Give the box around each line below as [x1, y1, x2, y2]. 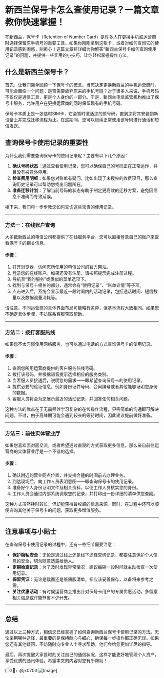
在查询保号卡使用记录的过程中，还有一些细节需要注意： [5, 541, 116, 547]
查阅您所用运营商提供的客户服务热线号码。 [12, 365, 98, 371]
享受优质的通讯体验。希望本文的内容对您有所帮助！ [5, 657, 108, 663]
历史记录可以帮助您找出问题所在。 [16, 181, 85, 187]
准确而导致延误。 [20, 193, 55, 199]
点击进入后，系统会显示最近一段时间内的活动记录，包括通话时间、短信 [12, 288, 154, 294]
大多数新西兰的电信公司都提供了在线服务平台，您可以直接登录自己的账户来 [5, 234, 155, 240]
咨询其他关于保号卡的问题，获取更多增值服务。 [9, 507, 103, 513]
